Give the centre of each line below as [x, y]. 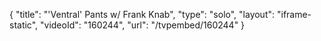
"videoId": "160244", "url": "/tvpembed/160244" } [143, 25]
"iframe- [294, 14]
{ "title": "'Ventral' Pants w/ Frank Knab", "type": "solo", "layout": [142, 14]
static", [24, 25]
